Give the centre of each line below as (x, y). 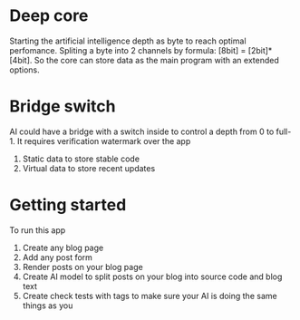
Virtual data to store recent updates (89, 168)
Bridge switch (63, 107)
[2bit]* (260, 50)
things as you (48, 305)
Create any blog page (63, 247)
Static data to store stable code (81, 159)
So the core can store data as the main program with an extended (156, 60)
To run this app (38, 230)
